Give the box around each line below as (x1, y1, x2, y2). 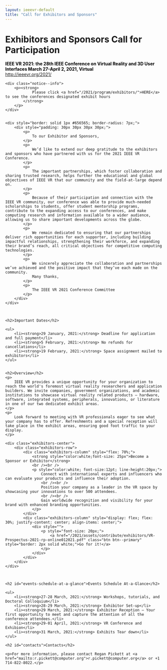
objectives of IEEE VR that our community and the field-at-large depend (5, 178, 162, 183)
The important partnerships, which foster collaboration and (31, 169, 162, 174)
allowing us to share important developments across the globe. (5, 217, 142, 222)
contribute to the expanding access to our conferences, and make (5, 209, 146, 214)
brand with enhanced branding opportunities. (5, 502, 101, 508)
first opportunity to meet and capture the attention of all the (5, 612, 144, 617)
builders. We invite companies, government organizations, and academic (5, 388, 160, 394)
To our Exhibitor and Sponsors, (31, 134, 99, 139)
